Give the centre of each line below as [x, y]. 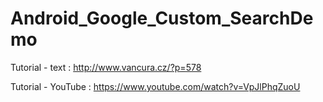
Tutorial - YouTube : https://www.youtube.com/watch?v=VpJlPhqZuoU [155, 86]
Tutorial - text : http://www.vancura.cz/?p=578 [106, 67]
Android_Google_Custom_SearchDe [162, 18]
